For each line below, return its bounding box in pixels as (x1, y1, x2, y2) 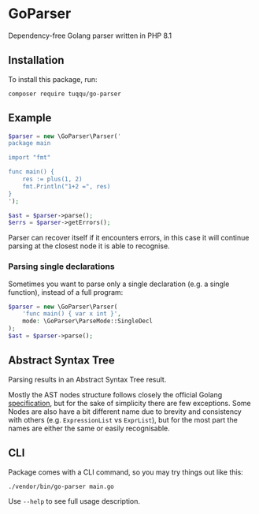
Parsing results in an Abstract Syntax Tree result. (8, 374, 167, 384)
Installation (8, 54, 65, 67)
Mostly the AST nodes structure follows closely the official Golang (8, 389, 223, 399)
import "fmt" (8, 154, 51, 162)
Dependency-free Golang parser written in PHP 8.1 (8, 31, 172, 40)
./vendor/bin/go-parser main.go (8, 482, 114, 490)
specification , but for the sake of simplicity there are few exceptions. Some (8, 398, 252, 408)
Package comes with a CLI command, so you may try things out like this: (8, 467, 244, 477)
